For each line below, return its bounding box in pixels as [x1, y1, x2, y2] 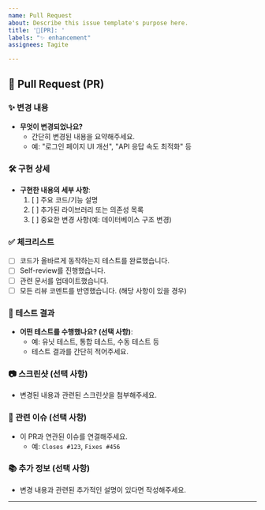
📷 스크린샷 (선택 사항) [8, 368, 88, 380]
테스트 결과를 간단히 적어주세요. [31, 346, 129, 356]
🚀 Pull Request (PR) [8, 77, 105, 91]
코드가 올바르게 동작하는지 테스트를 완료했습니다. [19, 256, 170, 266]
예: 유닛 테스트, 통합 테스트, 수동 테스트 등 [31, 337, 160, 346]
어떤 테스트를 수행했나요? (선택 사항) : [19, 327, 133, 336]
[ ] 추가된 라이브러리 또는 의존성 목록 [31, 205, 144, 214]
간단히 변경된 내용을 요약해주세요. [31, 131, 136, 141]
